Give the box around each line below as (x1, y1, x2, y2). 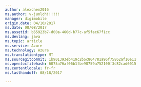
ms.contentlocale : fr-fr (5, 66, 56, 71)
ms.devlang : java (5, 35, 40, 39)
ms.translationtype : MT (5, 52, 54, 57)
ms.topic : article (5, 39, 42, 44)
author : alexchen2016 (5, 7, 49, 12)
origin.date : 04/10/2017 (5, 20, 56, 26)
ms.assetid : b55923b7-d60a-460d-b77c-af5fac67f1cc (5, 30, 110, 35)
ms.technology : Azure (5, 48, 49, 52)
